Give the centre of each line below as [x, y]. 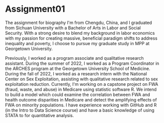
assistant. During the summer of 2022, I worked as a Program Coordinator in [82, 63]
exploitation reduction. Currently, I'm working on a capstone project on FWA [82, 84]
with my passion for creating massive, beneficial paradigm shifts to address [81, 38]
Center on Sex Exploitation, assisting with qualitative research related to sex [82, 79]
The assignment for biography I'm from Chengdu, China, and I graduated [79, 23]
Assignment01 [35, 9]
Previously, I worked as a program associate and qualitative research [74, 58]
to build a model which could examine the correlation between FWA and [78, 95]
